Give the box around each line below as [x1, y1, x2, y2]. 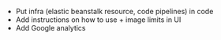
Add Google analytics [15, 24, 86, 32]
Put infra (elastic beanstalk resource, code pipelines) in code [15, 7, 214, 16]
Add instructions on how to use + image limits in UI [15, 15, 182, 24]
